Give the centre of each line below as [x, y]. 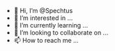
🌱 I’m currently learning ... [51, 25]
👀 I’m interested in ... [43, 18]
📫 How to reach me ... [46, 40]
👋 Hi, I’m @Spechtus [43, 11]
